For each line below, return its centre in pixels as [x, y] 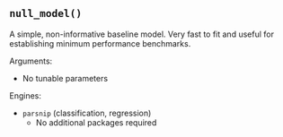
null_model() [46, 14]
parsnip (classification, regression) [87, 113]
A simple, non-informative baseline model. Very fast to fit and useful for [141, 34]
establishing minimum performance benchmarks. [100, 43]
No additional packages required [96, 122]
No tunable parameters [65, 78]
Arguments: [31, 61]
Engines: [26, 95]
